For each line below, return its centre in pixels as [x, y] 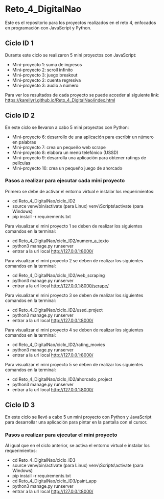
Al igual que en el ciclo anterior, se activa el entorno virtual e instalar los [78, 445]
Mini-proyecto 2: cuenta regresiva [47, 80]
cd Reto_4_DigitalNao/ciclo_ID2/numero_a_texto [60, 241]
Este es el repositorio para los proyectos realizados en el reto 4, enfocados [81, 23]
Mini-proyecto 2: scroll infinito [42, 70]
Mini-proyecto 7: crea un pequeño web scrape [59, 147]
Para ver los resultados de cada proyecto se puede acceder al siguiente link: [82, 95]
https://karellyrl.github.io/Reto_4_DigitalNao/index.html [60, 100]
